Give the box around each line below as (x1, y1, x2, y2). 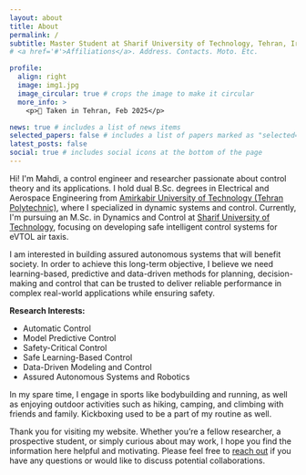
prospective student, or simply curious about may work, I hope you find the (9, 435, 291, 447)
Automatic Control (22, 323, 91, 334)
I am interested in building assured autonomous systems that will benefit (9, 248, 281, 260)
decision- (257, 268, 293, 279)
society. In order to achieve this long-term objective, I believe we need (9, 258, 274, 269)
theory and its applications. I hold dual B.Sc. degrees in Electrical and (9, 182, 270, 193)
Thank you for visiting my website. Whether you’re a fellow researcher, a (9, 426, 281, 437)
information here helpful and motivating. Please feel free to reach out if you (9, 445, 291, 456)
